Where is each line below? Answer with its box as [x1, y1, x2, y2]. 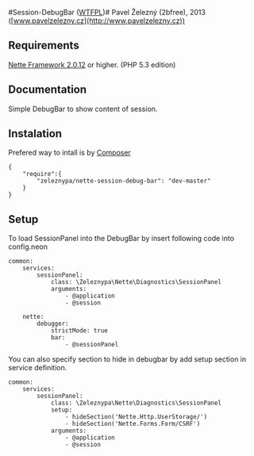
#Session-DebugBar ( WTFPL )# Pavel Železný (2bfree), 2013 [8, 8, 206, 17]
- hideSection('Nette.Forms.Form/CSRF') [64, 420, 201, 428]
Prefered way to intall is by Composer [8, 148, 131, 158]
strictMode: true [50, 327, 109, 335]
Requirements [8, 39, 79, 52]
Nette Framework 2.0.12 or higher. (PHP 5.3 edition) [8, 59, 176, 69]
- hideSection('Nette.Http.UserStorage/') [64, 413, 208, 421]
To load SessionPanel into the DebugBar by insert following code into [8, 234, 235, 243]
